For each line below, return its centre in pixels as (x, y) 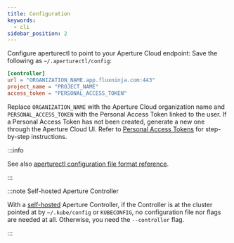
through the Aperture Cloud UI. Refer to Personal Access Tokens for (106, 129)
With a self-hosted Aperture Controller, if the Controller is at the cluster (110, 204)
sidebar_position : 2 (38, 33)
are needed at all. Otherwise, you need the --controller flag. (96, 219)
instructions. (49, 136)
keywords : (22, 20)
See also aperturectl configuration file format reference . (88, 164)
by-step (19, 136)
